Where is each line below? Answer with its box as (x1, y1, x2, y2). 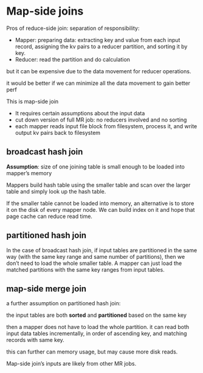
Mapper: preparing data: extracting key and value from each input (15, 36, 181, 43)
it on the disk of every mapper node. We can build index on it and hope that (6, 206, 195, 213)
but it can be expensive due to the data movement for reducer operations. (6, 67, 191, 74)
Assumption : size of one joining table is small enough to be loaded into (6, 163, 185, 170)
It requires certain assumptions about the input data (15, 109, 145, 117)
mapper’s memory (6, 169, 52, 176)
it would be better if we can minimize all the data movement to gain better (6, 79, 190, 87)
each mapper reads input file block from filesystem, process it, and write (15, 122, 198, 129)
